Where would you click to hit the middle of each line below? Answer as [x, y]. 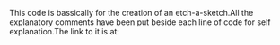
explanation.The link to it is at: [64, 31]
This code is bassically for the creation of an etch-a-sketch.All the [131, 13]
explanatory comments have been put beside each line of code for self [140, 22]
